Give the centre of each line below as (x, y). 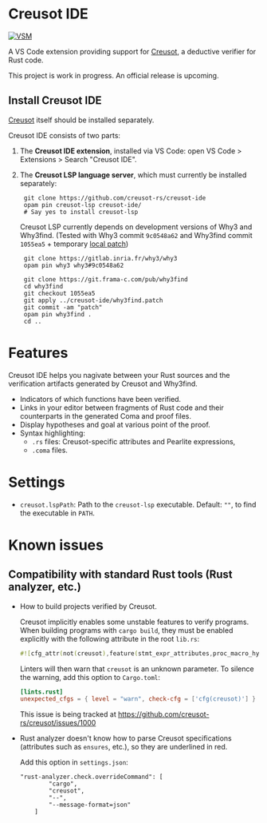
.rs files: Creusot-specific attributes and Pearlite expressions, (133, 441)
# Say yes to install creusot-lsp (81, 212)
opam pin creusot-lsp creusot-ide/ (82, 205)
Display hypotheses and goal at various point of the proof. (115, 424)
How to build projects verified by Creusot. (88, 606)
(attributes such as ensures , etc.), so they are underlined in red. (124, 747)
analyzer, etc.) (45, 587)
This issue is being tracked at (68, 714)
